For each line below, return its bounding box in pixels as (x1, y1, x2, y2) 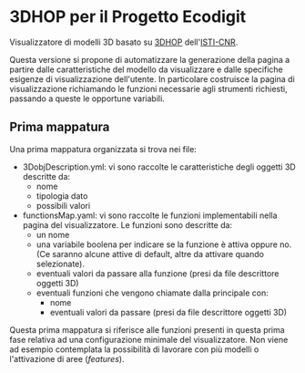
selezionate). (36, 258, 85, 269)
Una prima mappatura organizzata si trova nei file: (9, 143, 198, 154)
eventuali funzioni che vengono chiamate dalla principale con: (36, 287, 269, 298)
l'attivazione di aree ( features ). (9, 353, 125, 364)
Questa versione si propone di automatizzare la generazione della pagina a (9, 54, 290, 65)
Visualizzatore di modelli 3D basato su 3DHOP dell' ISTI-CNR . (9, 36, 239, 47)
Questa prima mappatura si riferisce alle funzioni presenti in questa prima (9, 324, 285, 335)
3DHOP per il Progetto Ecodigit (9, 6, 247, 27)
